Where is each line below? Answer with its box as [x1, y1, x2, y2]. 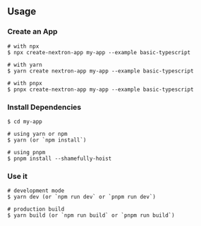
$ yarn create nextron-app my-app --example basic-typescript [7, 67, 194, 75]
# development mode [7, 187, 65, 194]
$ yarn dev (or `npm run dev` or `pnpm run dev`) [7, 194, 157, 201]
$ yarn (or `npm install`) [7, 137, 87, 144]
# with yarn [7, 61, 42, 68]
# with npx [7, 42, 39, 50]
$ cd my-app [7, 118, 42, 125]
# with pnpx [7, 80, 42, 87]
